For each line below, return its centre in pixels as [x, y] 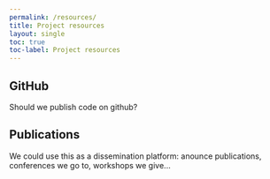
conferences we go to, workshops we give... [90, 165]
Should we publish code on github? [73, 107]
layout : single [37, 34]
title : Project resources [57, 26]
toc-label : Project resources [65, 50]
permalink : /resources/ [53, 17]
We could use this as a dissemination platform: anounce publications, [135, 156]
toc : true [27, 42]
